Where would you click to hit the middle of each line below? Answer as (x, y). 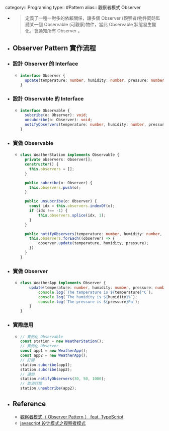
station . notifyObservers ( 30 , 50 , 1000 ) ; (63, 379)
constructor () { (41, 165)
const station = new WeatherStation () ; (62, 341)
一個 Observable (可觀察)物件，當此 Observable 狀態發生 (93, 24)
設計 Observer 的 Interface (45, 64)
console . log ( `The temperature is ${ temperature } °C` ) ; (96, 292)
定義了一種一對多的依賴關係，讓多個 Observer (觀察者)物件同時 (91, 18)
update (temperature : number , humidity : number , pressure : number (94, 80)
